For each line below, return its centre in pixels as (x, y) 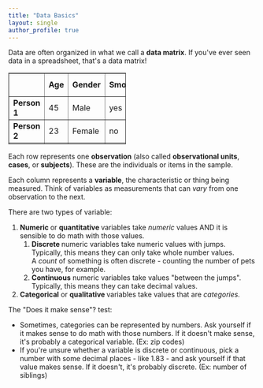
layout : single (33, 23)
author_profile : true (44, 30)
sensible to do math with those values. (82, 236)
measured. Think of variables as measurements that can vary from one (123, 188)
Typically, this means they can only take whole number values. (133, 252)
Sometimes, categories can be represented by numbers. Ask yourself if (135, 325)
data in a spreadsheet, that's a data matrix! (78, 61)
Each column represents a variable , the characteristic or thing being (119, 180)
